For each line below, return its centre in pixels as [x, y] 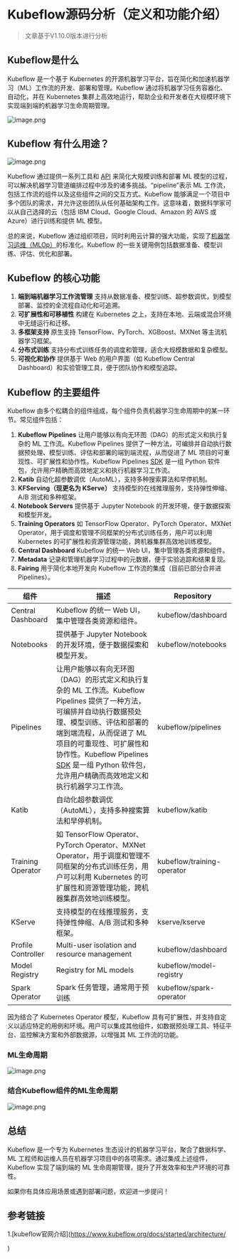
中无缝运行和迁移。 [46, 323]
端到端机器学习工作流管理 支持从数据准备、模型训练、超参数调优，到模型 [124, 297]
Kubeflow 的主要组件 [54, 392]
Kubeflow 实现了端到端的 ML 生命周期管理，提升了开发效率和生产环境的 [113, 1167]
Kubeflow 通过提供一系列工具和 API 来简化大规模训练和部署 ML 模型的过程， [119, 176]
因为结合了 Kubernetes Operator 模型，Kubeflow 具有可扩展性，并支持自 [114, 1017]
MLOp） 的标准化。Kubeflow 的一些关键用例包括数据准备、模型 [124, 244]
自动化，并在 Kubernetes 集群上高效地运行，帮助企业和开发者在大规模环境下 [119, 96]
